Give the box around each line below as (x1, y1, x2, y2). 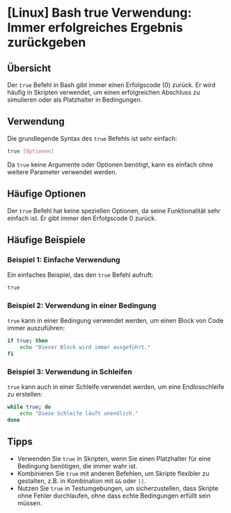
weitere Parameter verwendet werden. (7, 167, 118, 176)
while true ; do (7, 404, 51, 411)
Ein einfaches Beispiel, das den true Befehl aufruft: (7, 270, 154, 280)
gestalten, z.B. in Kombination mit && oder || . (17, 476, 146, 485)
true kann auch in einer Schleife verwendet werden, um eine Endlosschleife (7, 383, 225, 391)
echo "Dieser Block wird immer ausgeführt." (19, 344, 151, 351)
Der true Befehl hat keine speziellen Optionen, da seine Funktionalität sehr (7, 206, 221, 215)
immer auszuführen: (7, 324, 65, 332)
